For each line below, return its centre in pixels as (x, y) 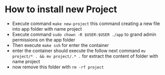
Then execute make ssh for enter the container (60, 45)
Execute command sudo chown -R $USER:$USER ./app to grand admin (84, 34)
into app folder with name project (47, 29)
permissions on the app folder (44, 40)
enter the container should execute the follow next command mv (79, 51)
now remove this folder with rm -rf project (58, 67)
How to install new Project (61, 9)
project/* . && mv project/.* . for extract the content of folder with (85, 56)
